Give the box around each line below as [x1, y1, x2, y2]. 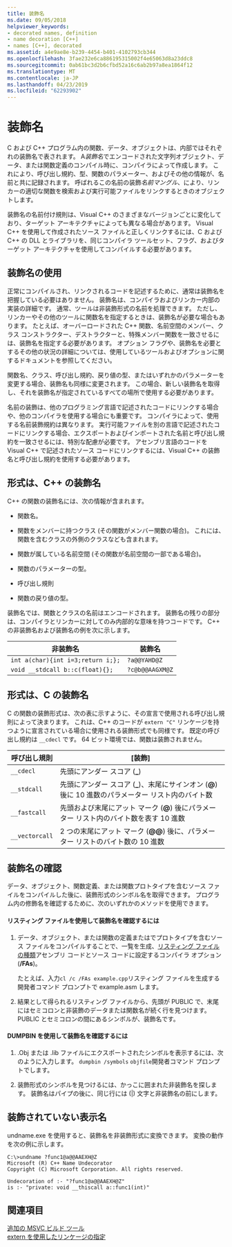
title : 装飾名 [7, 10, 45, 17]
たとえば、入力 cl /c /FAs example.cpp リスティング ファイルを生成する [17, 974, 220, 982]
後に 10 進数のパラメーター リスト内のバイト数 [59, 790, 213, 799]
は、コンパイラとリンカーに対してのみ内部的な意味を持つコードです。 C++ [7, 617, 220, 626]
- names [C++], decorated [7, 42, 81, 49]
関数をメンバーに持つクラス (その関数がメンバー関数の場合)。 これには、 [17, 526, 225, 534]
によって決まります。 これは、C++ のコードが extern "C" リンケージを [12, 718, 214, 726]
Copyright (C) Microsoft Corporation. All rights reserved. [7, 1165, 184, 1173]
